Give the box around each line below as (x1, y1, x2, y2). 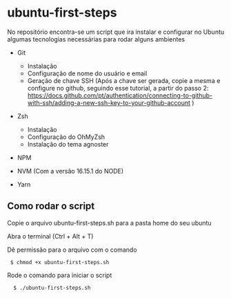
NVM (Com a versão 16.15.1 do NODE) (17, 167, 124, 175)
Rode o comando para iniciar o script (7, 271, 112, 279)
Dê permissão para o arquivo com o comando (7, 245, 137, 254)
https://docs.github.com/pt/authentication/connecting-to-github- (27, 91, 212, 100)
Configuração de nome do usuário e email (27, 69, 148, 77)
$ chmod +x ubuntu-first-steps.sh (10, 259, 110, 266)
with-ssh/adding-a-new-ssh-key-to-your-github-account (27, 98, 191, 106)
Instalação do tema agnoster (27, 140, 109, 148)
